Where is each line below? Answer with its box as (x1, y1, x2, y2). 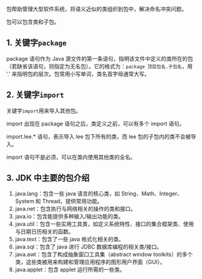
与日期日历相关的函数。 (15, 228, 74, 235)
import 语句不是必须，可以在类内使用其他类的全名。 (6, 153, 136, 160)
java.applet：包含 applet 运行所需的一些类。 (15, 266, 126, 274)
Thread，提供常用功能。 (42, 198, 103, 205)
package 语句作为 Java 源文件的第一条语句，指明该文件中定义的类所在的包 (6, 55, 193, 62)
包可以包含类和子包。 (6, 18, 59, 26)
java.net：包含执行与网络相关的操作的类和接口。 (15, 205, 136, 213)
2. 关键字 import (6, 90, 65, 100)
